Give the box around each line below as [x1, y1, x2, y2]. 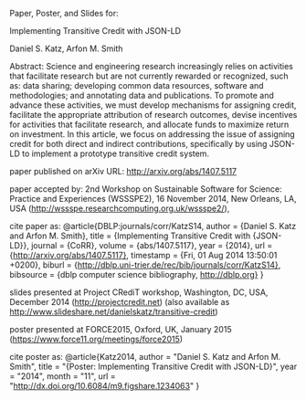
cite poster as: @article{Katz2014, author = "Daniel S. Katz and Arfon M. [9, 352, 281, 362]
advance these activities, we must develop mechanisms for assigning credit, [9, 100, 297, 111]
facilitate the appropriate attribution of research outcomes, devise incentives [9, 110, 298, 120]
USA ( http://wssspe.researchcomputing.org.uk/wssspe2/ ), [9, 203, 230, 214]
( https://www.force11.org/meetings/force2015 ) [9, 333, 184, 344]
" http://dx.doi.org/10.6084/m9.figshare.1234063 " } [9, 381, 200, 391]
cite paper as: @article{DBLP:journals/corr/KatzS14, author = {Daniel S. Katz [9, 221, 297, 231]
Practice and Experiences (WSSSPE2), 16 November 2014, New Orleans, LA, [9, 194, 297, 204]
